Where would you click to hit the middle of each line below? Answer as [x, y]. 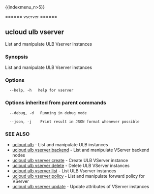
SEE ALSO [17, 134]
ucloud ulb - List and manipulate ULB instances [60, 145]
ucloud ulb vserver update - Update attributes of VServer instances [80, 186]
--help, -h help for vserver [42, 91]
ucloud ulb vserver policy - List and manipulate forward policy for [78, 176]
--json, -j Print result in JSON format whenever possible [75, 122]
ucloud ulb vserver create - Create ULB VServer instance [70, 160]
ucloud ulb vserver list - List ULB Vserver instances [64, 171]
